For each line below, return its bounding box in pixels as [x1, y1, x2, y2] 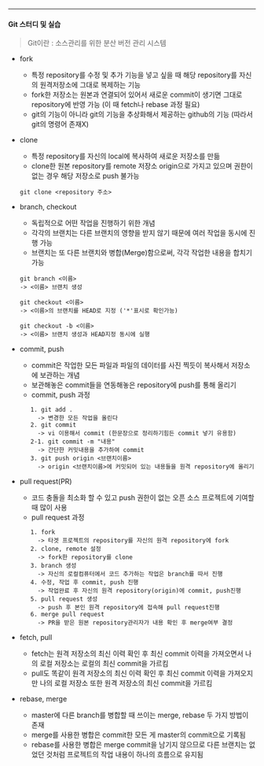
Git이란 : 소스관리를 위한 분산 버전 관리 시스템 [27, 39, 167, 48]
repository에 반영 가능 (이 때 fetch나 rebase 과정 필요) [31, 100, 200, 109]
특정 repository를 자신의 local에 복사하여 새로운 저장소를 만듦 [31, 151, 221, 161]
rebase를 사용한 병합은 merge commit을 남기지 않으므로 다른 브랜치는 [31, 740, 247, 749]
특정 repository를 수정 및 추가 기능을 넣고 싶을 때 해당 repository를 [31, 70, 237, 80]
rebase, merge [19, 694, 68, 704]
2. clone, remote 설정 [30, 545, 101, 553]
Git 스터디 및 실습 [8, 19, 61, 28]
